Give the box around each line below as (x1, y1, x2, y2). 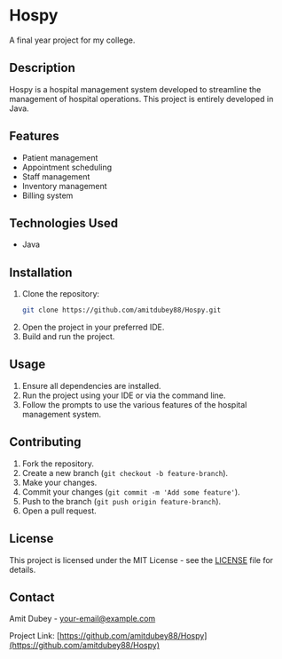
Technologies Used (9, 215, 118, 231)
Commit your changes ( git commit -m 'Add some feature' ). (21, 486, 241, 497)
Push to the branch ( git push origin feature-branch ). (21, 496, 222, 506)
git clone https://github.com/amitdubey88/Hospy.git (21, 306, 222, 315)
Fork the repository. (21, 458, 95, 469)
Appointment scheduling (21, 162, 113, 172)
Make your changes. (21, 477, 98, 488)
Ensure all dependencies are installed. (21, 380, 161, 391)
